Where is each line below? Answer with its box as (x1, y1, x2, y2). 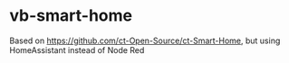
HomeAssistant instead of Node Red (9, 44, 145, 55)
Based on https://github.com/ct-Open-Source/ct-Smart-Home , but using (9, 35, 281, 46)
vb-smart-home (9, 5, 133, 26)
